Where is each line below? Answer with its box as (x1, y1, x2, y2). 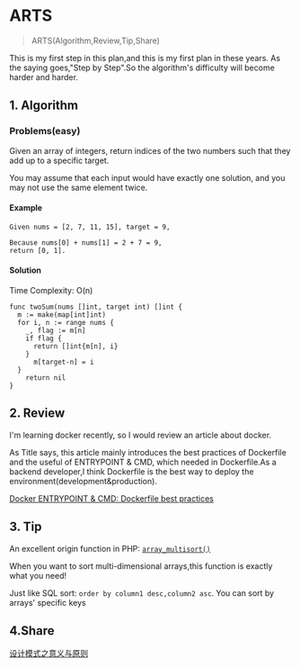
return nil (25, 374, 66, 383)
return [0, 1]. (9, 246, 66, 255)
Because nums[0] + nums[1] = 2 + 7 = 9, (9, 238, 163, 248)
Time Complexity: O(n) (9, 285, 93, 296)
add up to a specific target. (9, 155, 110, 166)
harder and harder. (9, 71, 79, 82)
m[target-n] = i (32, 357, 94, 367)
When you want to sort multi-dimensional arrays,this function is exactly (9, 560, 273, 572)
